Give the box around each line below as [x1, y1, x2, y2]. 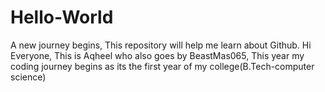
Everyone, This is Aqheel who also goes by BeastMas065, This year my [10, 49, 305, 61]
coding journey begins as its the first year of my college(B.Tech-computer [10, 60, 315, 72]
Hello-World [10, 6, 114, 29]
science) [10, 71, 47, 83]
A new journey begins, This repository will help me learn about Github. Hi [10, 39, 312, 51]
